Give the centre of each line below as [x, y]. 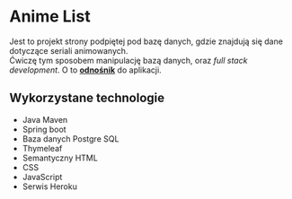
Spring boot [44, 129]
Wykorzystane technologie [87, 98]
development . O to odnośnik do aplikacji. [85, 70]
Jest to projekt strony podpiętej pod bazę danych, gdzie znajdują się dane [146, 41]
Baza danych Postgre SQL [71, 138]
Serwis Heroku [50, 186]
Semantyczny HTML [60, 158]
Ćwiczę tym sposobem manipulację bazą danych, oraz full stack [128, 60]
